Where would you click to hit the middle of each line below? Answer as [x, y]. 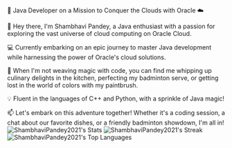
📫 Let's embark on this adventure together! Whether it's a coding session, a [116, 113]
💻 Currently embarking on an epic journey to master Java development [109, 47]
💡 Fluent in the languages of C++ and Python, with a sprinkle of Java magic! [116, 98]
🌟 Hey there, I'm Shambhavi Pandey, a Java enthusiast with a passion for [111, 26]
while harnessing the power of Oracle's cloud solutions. [87, 57]
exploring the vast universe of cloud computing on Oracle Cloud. [99, 33]
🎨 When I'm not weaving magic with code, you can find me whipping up [110, 71]
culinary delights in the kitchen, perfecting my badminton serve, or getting [113, 78]
